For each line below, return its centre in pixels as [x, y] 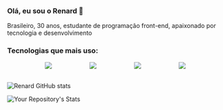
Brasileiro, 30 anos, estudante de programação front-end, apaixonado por [111, 26]
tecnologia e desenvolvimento [50, 33]
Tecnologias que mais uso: [52, 51]
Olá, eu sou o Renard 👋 [45, 11]
